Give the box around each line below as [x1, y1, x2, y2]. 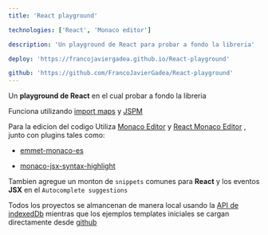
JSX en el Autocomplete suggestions [8, 185, 128, 195]
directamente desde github [8, 217, 97, 227]
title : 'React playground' [8, 11, 98, 20]
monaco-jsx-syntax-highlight [19, 161, 116, 171]
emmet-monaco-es [19, 146, 84, 155]
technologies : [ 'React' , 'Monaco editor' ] [8, 25, 152, 34]
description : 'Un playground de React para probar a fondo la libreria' [8, 41, 255, 49]
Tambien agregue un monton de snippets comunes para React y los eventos [8, 177, 260, 186]
